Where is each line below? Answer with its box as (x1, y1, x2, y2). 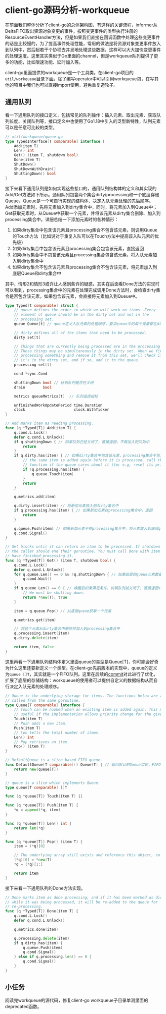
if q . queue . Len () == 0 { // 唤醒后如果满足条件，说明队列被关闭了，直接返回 (14, 586, 159, 591)
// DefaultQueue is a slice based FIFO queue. (5, 758, 103, 763)
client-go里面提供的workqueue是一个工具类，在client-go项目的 (5, 69, 134, 75)
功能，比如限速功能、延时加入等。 (13, 59, 83, 65)
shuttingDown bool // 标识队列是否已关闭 (14, 380, 94, 385)
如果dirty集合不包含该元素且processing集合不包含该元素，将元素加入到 (12, 264, 157, 270)
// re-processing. (5, 904, 43, 909)
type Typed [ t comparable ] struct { (5, 303, 79, 308)
